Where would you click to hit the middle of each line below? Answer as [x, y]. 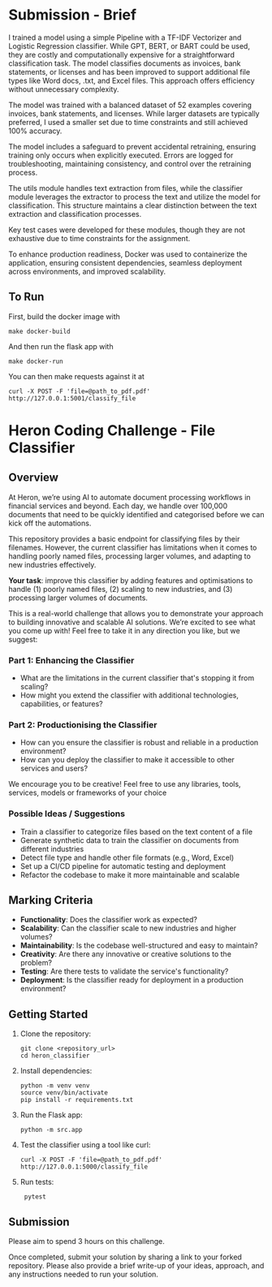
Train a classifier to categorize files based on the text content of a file [136, 831]
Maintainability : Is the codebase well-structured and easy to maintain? [139, 946]
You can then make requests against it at [76, 376]
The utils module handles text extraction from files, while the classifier [126, 188]
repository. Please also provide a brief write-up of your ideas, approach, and [136, 1266]
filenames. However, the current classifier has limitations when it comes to [133, 547]
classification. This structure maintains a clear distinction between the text [133, 205]
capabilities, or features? [61, 704]
